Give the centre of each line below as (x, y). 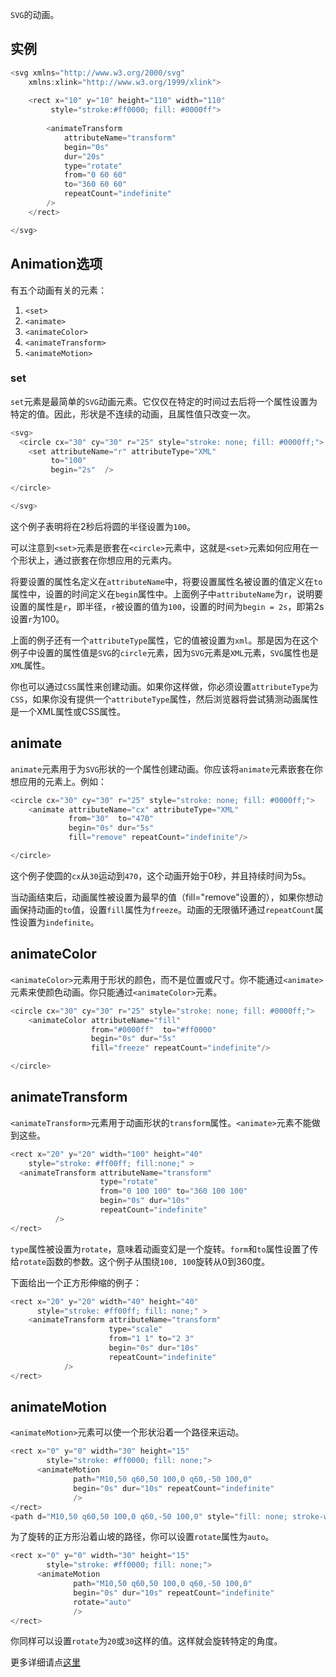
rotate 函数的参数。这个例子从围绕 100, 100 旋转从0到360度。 (145, 1261)
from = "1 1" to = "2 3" (151, 1339)
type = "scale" (135, 1329)
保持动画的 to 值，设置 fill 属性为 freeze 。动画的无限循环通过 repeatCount (166, 909)
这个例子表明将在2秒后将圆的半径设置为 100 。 (103, 526)
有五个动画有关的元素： (58, 290)
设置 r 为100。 (37, 619)
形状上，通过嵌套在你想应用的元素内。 (97, 560)
